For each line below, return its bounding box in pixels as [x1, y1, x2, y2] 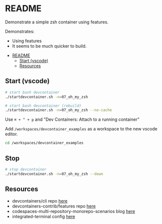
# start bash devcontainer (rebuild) [5, 103, 82, 108]
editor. [5, 131, 18, 137]
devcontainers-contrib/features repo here [12, 203, 96, 209]
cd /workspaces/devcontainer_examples [5, 141, 84, 146]
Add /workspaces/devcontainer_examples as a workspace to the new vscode [5, 126, 158, 132]
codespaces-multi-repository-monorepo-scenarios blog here [12, 208, 135, 214]
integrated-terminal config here [12, 213, 75, 219]
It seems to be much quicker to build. [12, 43, 87, 49]
